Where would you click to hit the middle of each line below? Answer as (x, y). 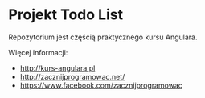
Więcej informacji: (38, 52)
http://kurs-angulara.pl (57, 68)
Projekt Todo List (66, 15)
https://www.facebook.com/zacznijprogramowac (101, 85)
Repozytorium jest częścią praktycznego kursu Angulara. (103, 37)
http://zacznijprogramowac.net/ (72, 76)
